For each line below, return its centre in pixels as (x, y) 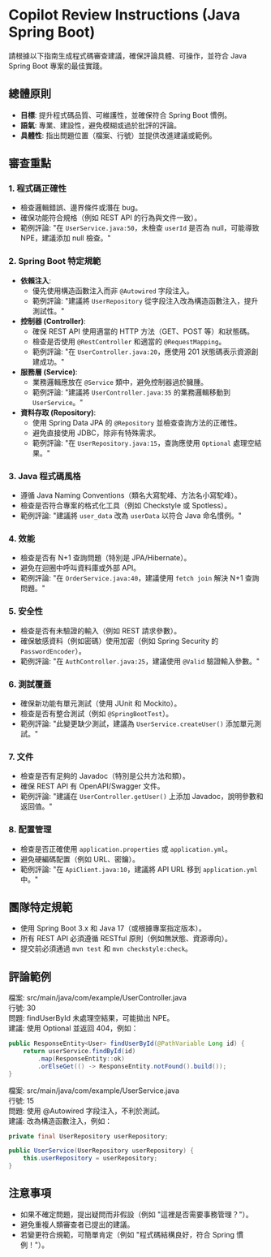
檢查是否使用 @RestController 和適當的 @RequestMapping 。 (129, 341)
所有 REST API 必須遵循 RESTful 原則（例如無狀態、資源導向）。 (126, 939)
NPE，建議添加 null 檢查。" (65, 238)
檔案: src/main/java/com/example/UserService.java (94, 1091)
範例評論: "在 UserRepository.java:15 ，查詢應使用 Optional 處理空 (143, 443)
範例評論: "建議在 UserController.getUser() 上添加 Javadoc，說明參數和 (142, 797)
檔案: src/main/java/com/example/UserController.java (97, 998)
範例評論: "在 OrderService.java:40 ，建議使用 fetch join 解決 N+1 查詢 (140, 578)
